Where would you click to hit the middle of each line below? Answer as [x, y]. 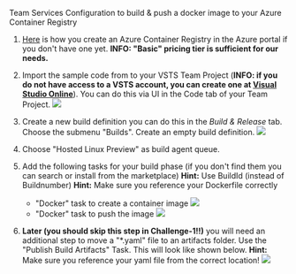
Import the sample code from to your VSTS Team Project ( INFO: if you [150, 75]
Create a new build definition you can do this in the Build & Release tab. [152, 122]
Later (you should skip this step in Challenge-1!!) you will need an [144, 231]
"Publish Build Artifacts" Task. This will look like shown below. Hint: [144, 250]
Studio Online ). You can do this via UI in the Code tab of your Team [144, 94]
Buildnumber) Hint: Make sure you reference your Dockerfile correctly [150, 185]
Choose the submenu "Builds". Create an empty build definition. [138, 132]
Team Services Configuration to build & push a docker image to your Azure [145, 13]
